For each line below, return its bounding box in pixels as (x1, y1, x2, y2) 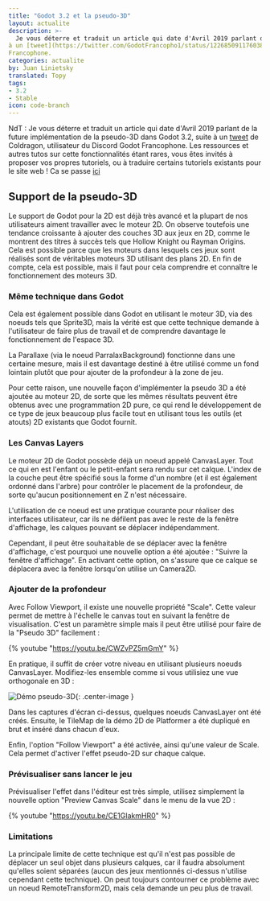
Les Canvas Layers (8, 438, 84, 449)
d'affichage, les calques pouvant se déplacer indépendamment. (8, 522, 219, 532)
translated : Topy (8, 72, 67, 80)
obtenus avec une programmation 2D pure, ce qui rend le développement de (8, 400, 262, 410)
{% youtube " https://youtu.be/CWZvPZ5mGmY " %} (8, 643, 179, 652)
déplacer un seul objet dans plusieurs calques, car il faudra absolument (8, 858, 245, 867)
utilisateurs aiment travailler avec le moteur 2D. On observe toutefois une (8, 219, 250, 229)
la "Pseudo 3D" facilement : (8, 627, 100, 637)
